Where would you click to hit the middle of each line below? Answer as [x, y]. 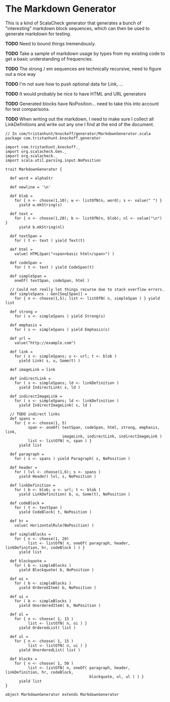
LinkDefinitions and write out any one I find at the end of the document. [80, 124]
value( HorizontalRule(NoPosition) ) [54, 525]
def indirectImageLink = [36, 396]
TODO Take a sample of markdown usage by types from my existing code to [85, 53]
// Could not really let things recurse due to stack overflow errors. [87, 289]
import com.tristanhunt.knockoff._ [43, 147]
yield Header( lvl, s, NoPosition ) [57, 476]
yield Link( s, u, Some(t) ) [49, 361]
